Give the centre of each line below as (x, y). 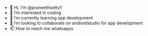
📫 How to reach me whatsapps (42, 28)
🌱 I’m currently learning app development (51, 18)
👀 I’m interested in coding (35, 13)
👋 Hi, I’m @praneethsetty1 (36, 8)
